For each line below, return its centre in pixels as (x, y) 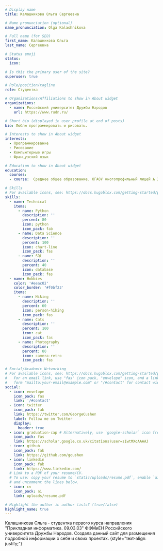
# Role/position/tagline (30, 85)
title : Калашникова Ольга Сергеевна (42, 14)
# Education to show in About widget (43, 166)
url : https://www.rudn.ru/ (41, 112)
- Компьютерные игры (30, 152)
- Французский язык (29, 157)
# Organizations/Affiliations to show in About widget (62, 99)
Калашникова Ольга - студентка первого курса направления (68, 523)
